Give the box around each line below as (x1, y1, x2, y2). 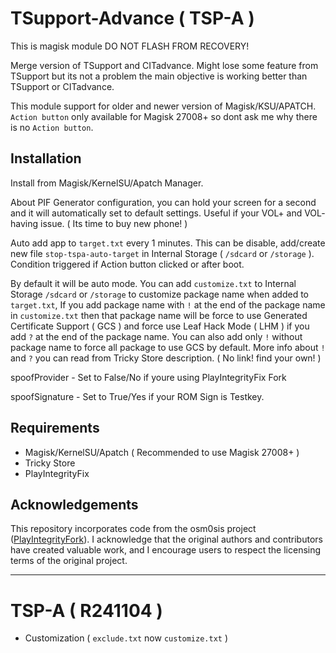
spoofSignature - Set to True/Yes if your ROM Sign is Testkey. (10, 390, 265, 402)
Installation (10, 150, 82, 167)
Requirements (10, 420, 100, 437)
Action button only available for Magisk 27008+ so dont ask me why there (10, 110, 318, 122)
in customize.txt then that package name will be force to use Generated (10, 309, 308, 321)
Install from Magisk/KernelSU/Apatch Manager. (10, 177, 204, 189)
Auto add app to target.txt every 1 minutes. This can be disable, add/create (10, 237, 326, 249)
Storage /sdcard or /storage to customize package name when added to (10, 288, 310, 300)
